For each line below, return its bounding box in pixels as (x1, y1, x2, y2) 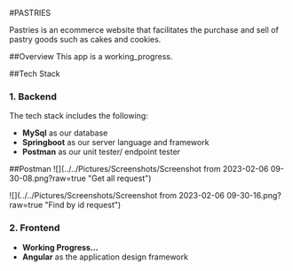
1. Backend (9, 90, 58, 103)
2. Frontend (9, 221, 60, 234)
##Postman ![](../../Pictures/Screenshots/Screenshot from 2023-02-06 (9, 164, 269, 174)
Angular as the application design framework (21, 252, 189, 262)
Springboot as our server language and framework (21, 137, 210, 148)
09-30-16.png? (226, 190, 281, 201)
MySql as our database (21, 128, 108, 138)
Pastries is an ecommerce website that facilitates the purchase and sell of (9, 25, 280, 35)
